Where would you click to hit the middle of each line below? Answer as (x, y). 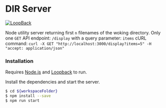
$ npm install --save (28, 96)
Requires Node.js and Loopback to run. (46, 72)
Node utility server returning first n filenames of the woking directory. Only (83, 32)
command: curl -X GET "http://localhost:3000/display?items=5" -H (78, 43)
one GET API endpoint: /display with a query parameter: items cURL (76, 38)
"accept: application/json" (35, 48)
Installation (20, 61)
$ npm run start (22, 100)
